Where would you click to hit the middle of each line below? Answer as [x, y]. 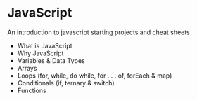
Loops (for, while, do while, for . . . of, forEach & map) [95, 76]
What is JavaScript [45, 45]
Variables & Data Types [51, 60]
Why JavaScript [40, 53]
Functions [32, 90]
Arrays [27, 68]
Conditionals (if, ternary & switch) [66, 83]
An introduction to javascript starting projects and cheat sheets [99, 32]
